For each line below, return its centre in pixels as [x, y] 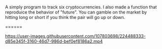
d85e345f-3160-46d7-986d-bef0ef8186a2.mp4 [54, 41]
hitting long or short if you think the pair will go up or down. [65, 17]
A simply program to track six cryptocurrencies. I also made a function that [81, 7]
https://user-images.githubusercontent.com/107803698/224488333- [76, 36]
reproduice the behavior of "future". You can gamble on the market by [76, 12]
